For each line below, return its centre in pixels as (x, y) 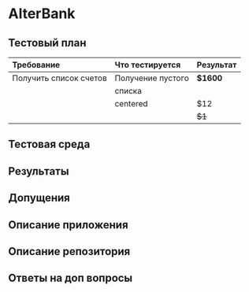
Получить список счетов (60, 78)
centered (131, 103)
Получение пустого (152, 78)
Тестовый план (47, 43)
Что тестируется (148, 65)
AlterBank (42, 14)
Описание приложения (68, 225)
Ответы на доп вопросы (71, 278)
